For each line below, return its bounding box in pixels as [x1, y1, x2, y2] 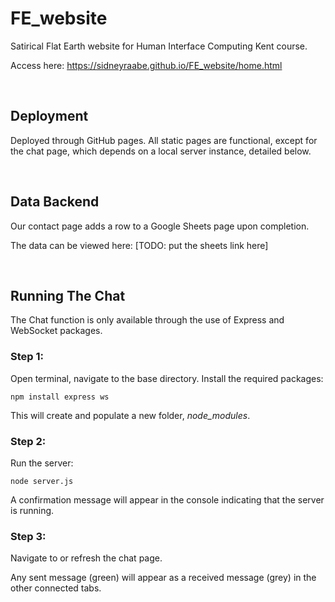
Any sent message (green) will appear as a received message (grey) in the [10, 572, 317, 584]
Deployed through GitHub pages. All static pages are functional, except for [10, 134, 318, 146]
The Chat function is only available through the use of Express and [10, 314, 285, 326]
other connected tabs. [10, 582, 102, 594]
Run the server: [10, 457, 74, 469]
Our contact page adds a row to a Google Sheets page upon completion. [10, 220, 310, 232]
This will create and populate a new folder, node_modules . [10, 409, 251, 421]
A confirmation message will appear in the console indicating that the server [10, 493, 325, 506]
